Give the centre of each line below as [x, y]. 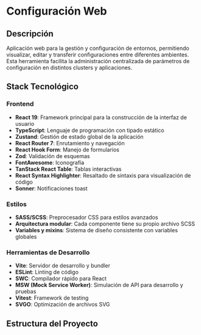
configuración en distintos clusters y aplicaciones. [69, 67]
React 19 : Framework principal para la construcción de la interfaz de [101, 117]
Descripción [30, 34]
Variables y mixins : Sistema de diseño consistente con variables [97, 230]
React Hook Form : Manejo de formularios [67, 150]
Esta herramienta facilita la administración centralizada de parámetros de [98, 61]
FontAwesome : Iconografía [50, 162]
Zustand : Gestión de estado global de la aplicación [79, 136]
